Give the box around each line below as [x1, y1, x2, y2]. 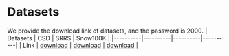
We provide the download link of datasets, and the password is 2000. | [7, 27, 208, 35]
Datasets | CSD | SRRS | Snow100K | [7, 33, 110, 42]
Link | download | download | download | [23, 41, 139, 49]
